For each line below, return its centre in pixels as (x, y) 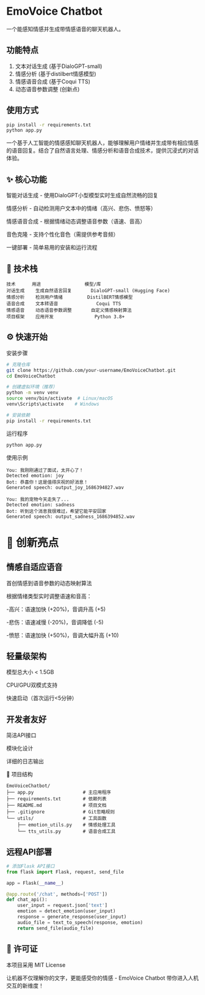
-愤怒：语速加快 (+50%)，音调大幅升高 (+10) (63, 635)
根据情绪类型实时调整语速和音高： (49, 596)
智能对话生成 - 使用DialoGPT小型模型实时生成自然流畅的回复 (82, 195)
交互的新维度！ (25, 985)
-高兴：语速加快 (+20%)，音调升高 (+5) (56, 609)
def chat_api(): (27, 900)
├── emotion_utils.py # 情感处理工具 (67, 825)
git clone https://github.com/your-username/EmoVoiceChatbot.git (91, 370)
